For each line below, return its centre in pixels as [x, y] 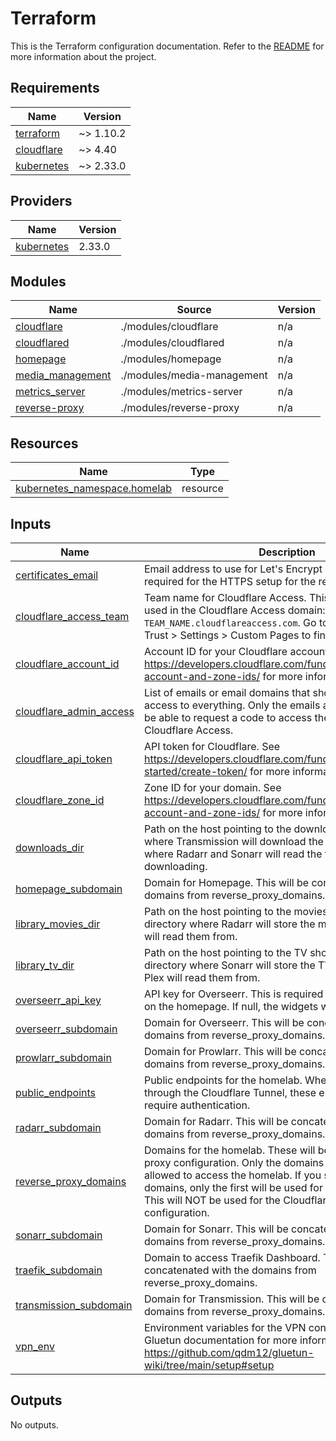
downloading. [175, 866]
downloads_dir [50, 847]
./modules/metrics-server [181, 392]
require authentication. [197, 1105]
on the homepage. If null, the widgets [231, 1006]
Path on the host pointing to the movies [235, 911]
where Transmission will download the [233, 841]
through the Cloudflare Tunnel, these [230, 1092]
